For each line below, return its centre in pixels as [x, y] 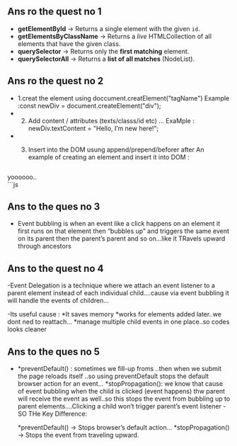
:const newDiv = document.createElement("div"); [89, 105]
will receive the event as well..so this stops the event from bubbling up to [124, 399]
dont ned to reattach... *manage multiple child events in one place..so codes [118, 322]
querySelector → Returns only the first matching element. [103, 51]
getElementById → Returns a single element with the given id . [109, 28]
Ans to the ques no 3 [54, 207]
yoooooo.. [22, 177]
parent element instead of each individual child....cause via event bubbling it [118, 293]
